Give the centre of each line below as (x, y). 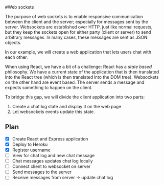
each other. (17, 57)
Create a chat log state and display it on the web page (67, 106)
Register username (31, 150)
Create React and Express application (50, 139)
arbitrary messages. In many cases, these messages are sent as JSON (76, 37)
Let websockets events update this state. (54, 112)
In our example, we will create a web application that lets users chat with (78, 52)
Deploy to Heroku (30, 144)
